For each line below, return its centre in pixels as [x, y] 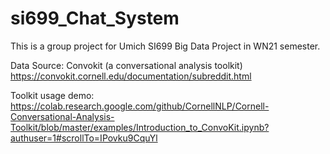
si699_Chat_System [95, 18]
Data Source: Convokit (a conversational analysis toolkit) [126, 65]
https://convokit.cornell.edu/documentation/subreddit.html [131, 76]
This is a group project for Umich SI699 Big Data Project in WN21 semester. [165, 46]
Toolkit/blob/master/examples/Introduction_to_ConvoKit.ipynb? [140, 127]
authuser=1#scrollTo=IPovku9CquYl [84, 138]
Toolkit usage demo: [52, 95]
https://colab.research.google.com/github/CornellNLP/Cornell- [140, 106]
